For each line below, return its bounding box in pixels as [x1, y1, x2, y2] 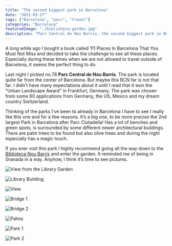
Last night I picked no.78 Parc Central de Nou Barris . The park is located [5, 71, 159, 77]
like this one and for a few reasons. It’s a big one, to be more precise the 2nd [5, 114, 167, 120]
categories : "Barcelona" [5, 21, 58, 27]
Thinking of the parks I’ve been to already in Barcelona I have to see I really [5, 108, 164, 114]
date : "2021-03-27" [5, 12, 47, 17]
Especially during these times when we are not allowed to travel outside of [5, 56, 162, 62]
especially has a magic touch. [5, 136, 68, 141]
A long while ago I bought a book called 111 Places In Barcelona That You [5, 45, 159, 51]
